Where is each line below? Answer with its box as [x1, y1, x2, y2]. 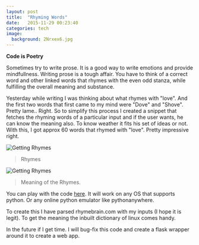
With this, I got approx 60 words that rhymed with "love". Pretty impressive [6, 126, 189, 133]
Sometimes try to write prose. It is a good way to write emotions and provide [6, 64, 194, 71]
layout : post [6, 8, 39, 15]
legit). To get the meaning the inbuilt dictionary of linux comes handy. [6, 215, 176, 221]
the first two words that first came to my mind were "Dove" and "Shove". [6, 101, 184, 108]
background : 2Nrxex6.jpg [11, 36, 73, 42]
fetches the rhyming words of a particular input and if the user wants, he [6, 114, 184, 121]
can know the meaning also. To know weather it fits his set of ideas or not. [6, 120, 188, 127]
